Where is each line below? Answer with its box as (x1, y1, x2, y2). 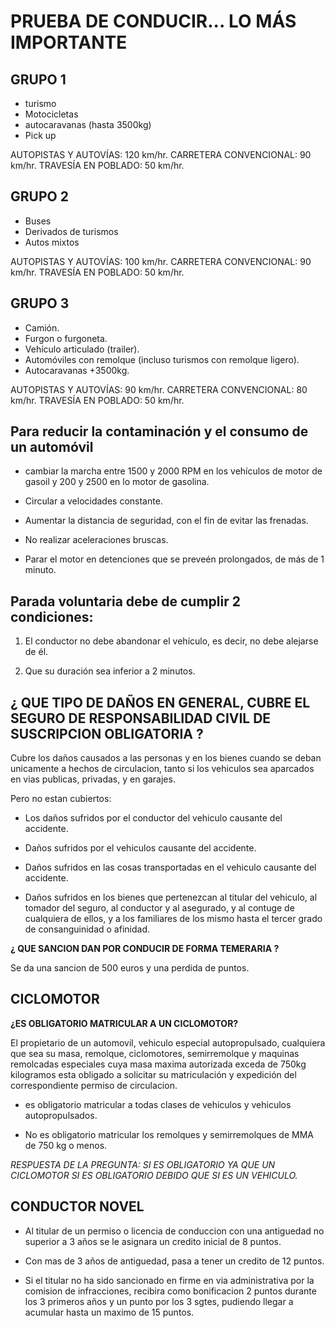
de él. (24, 646, 49, 658)
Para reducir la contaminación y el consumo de (10, 423, 309, 440)
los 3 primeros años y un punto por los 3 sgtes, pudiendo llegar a (24, 1295, 294, 1307)
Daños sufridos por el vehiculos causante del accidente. (24, 842, 257, 854)
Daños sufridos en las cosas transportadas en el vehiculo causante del (24, 861, 317, 874)
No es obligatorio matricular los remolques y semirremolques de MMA (24, 1128, 314, 1140)
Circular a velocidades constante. (24, 495, 163, 507)
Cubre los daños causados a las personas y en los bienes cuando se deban (10, 752, 322, 764)
